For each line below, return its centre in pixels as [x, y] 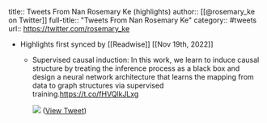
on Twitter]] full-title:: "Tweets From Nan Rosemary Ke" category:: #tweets [133, 20]
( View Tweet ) [65, 111]
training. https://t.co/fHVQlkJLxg [85, 94]
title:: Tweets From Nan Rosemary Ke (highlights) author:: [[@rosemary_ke [132, 12]
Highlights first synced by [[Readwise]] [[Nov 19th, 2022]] [117, 44]
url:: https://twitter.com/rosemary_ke [69, 29]
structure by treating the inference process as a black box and [136, 68]
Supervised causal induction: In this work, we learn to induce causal [146, 60]
